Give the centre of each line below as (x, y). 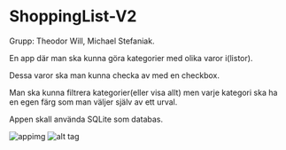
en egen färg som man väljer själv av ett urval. (93, 102)
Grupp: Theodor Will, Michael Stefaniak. (82, 41)
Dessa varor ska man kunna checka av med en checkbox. (114, 75)
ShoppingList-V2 (73, 16)
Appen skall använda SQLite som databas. (86, 119)
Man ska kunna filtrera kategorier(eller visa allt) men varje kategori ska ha (143, 92)
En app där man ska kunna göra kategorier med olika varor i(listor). (131, 58)
